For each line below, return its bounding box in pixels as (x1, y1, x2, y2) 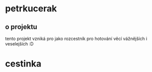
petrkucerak (5, 3, 57, 14)
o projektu (5, 23, 38, 31)
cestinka (5, 58, 42, 70)
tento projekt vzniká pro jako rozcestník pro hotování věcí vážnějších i (5, 36, 148, 41)
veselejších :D (5, 41, 34, 47)
